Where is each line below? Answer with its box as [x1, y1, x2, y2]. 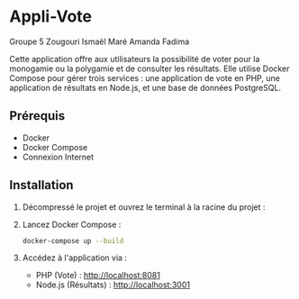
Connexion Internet [22, 151, 95, 162]
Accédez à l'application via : [22, 252, 128, 263]
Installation [9, 177, 74, 193]
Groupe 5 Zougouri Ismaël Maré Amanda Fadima [9, 36, 190, 47]
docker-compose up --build [22, 236, 124, 245]
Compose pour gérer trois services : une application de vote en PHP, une [9, 72, 281, 83]
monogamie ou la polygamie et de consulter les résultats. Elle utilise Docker [9, 63, 290, 74]
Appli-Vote [9, 6, 93, 27]
